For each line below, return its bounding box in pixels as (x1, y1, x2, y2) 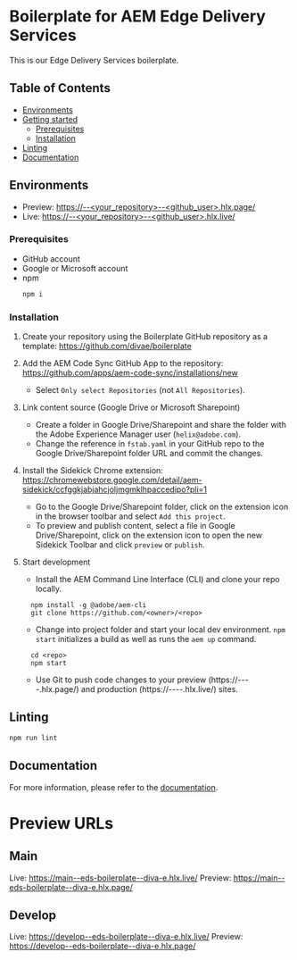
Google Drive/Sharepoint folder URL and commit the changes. (35, 448, 263, 459)
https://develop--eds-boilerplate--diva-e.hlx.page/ (9, 940, 196, 952)
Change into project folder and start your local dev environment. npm (35, 624, 286, 635)
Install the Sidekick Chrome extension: (21, 465, 163, 476)
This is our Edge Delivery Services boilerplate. (9, 54, 179, 65)
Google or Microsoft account (21, 263, 128, 273)
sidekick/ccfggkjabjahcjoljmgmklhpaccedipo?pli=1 (21, 484, 208, 495)
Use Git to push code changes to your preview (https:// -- (35, 674, 245, 685)
